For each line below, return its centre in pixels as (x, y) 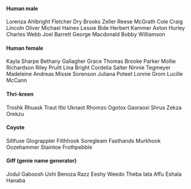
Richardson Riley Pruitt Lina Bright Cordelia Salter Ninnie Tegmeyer (89, 68)
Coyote (16, 127)
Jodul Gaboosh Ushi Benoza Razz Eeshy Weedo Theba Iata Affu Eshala (94, 174)
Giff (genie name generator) (41, 161)
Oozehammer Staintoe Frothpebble (49, 147)
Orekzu (15, 114)
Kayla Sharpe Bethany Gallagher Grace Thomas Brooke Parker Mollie (91, 61)
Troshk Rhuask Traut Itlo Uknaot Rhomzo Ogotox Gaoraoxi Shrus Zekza (94, 107)
